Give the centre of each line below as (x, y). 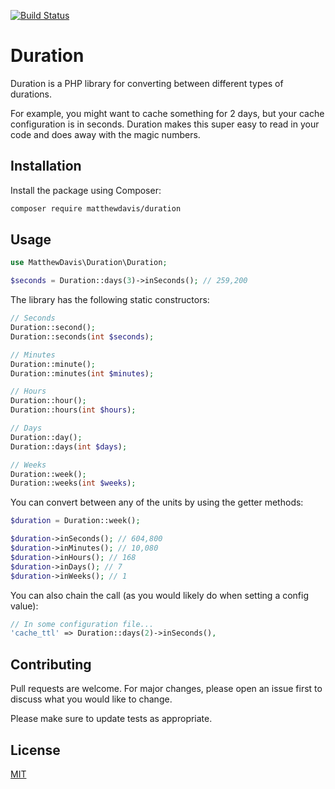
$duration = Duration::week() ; (75, 521)
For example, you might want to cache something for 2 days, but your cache (167, 113)
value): (24, 606)
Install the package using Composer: (86, 190)
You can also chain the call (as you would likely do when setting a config (160, 595)
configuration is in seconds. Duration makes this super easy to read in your (165, 124)
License (35, 750)
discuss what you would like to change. (91, 699)
